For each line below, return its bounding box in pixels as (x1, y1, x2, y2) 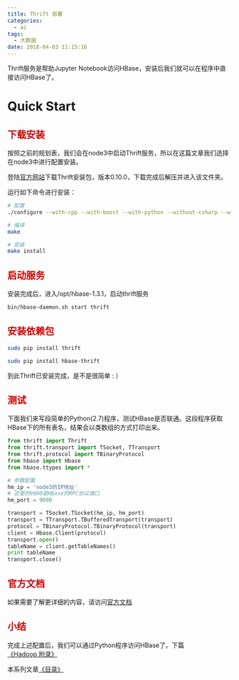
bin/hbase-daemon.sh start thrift (7, 304, 110, 311)
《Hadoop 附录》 (7, 649, 58, 658)
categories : (7, 17, 43, 24)
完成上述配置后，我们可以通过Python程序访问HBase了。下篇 (7, 641, 185, 649)
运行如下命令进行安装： (7, 188, 76, 196)
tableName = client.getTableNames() (7, 542, 116, 550)
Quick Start (7, 98, 76, 115)
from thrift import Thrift (7, 438, 87, 445)
